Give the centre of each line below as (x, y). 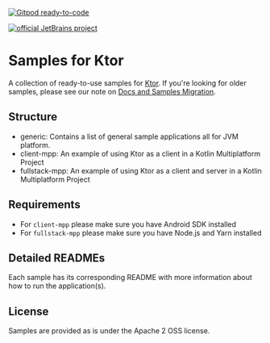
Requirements (44, 205)
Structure (33, 117)
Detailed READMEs (57, 258)
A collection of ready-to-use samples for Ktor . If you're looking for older (128, 83)
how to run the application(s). (57, 286)
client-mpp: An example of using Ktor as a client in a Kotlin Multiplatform (140, 153)
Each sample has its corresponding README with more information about (130, 278)
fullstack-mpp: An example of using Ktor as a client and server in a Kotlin (141, 170)
